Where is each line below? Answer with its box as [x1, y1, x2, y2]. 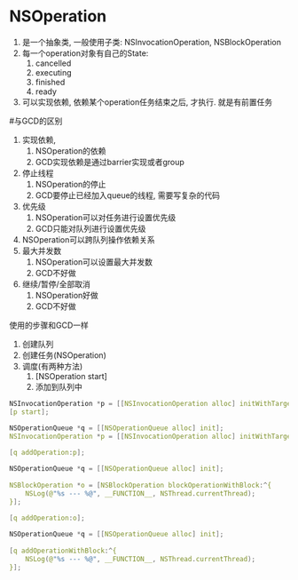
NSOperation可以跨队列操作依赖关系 [21, 234, 155, 245]
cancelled [35, 58, 72, 68]
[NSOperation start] [35, 370, 108, 381]
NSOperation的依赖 [35, 145, 106, 156]
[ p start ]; [9, 407, 50, 417]
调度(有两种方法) [21, 361, 83, 371]
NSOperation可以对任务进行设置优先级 [35, 211, 176, 223]
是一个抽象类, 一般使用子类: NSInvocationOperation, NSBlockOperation [21, 36, 282, 47]
